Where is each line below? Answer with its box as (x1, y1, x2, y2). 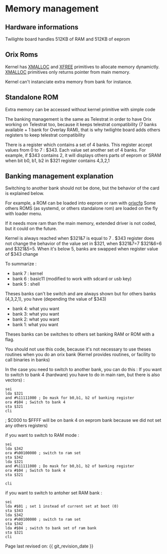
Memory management (5, 3, 99, 14)
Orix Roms (5, 50, 38, 59)
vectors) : (5, 377, 25, 383)
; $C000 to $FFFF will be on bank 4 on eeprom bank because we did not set (5, 417, 162, 423)
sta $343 (5, 508, 23, 514)
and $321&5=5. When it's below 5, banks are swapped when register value (5, 246, 158, 252)
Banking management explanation (5, 172, 114, 181)
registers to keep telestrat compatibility (5, 132, 85, 138)
